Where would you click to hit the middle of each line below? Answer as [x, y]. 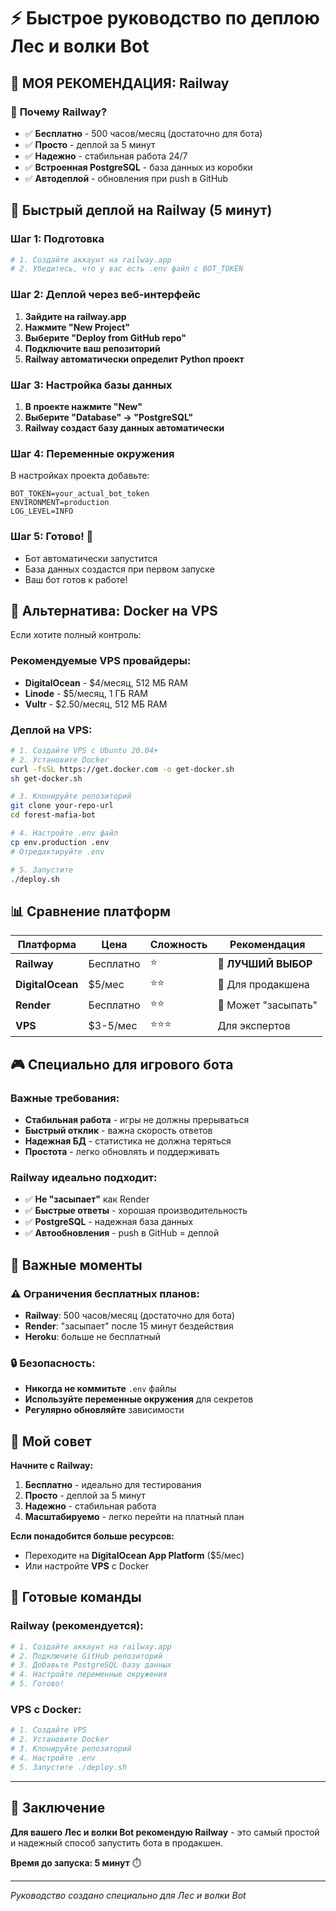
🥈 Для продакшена [263, 984]
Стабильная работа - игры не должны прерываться [137, 1119]
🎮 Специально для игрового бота [122, 1064]
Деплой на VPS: [51, 730]
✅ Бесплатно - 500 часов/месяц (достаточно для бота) [143, 133]
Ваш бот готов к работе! [76, 579]
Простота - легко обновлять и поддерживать [122, 1151]
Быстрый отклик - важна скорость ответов [118, 1130]
